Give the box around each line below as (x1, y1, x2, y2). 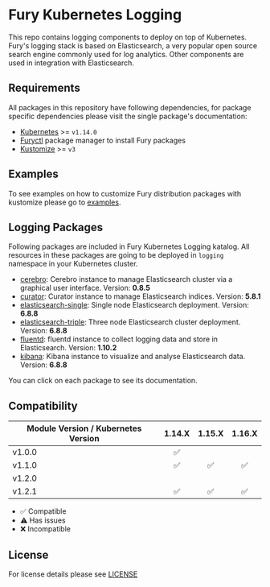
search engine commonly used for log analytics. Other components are (8, 49, 244, 59)
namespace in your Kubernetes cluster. (8, 259, 138, 269)
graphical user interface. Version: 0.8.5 (19, 283, 151, 293)
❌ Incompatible (19, 524, 71, 534)
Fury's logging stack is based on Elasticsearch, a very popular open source (8, 40, 258, 50)
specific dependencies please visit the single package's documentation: (8, 111, 247, 121)
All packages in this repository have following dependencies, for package (8, 102, 252, 112)
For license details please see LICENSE (8, 569, 138, 579)
